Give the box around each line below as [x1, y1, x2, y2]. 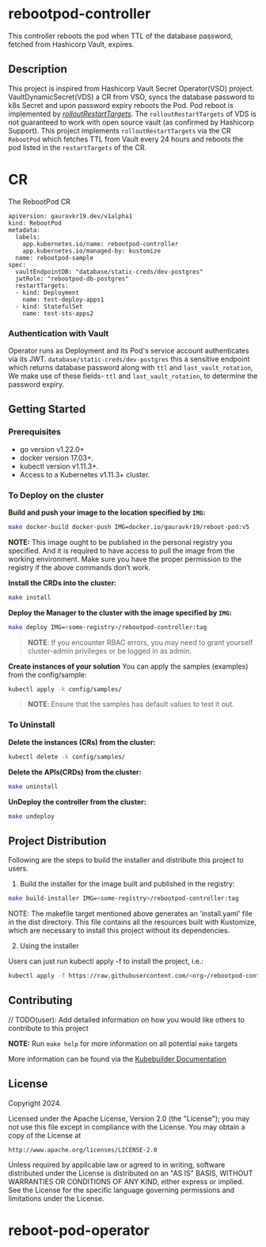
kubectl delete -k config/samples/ [8, 752, 126, 761]
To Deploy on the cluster [8, 489, 104, 500]
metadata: [8, 226, 41, 234]
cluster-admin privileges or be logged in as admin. [27, 646, 192, 655]
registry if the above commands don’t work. [8, 562, 151, 572]
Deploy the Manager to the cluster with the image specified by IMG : [8, 608, 232, 617]
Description [8, 63, 67, 76]
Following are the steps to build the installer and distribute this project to [8, 855, 244, 865]
